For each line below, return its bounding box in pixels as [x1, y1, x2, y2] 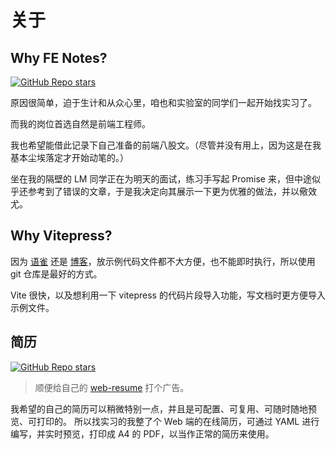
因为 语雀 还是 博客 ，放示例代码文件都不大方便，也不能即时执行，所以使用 [10, 255, 316, 267]
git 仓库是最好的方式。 [10, 267, 103, 280]
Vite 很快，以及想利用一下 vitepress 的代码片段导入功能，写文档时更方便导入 [10, 289, 326, 301]
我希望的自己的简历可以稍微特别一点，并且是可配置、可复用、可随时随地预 [10, 402, 317, 415]
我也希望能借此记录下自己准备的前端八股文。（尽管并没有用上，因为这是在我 [10, 139, 322, 151]
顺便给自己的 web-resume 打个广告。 [34, 381, 190, 393]
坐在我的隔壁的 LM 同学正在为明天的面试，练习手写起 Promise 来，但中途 [10, 173, 312, 185]
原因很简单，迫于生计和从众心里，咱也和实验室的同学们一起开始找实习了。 [10, 97, 317, 108]
